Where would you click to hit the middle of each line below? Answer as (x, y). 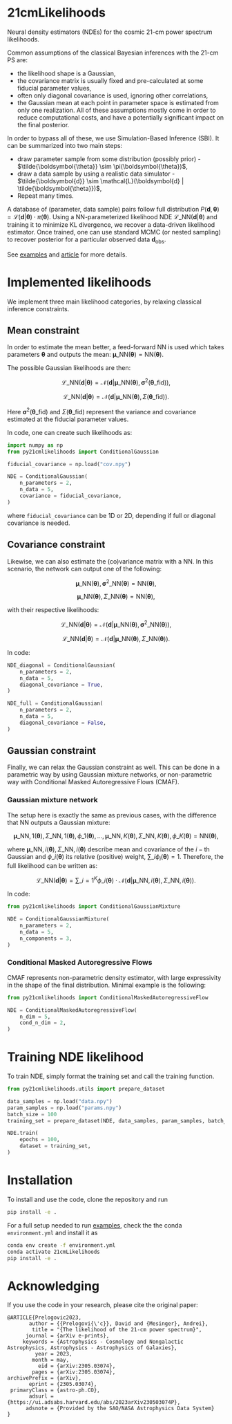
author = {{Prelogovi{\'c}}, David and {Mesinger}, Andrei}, (118, 1324)
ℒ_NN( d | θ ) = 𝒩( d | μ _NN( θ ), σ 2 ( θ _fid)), (116, 382)
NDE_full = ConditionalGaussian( (55, 703)
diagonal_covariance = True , (61, 685)
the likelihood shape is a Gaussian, (66, 73)
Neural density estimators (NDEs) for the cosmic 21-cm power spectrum (110, 32)
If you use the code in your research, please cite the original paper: (103, 1305)
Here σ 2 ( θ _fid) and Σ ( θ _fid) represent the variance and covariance (102, 411)
